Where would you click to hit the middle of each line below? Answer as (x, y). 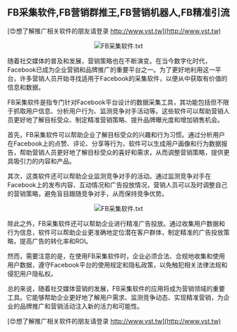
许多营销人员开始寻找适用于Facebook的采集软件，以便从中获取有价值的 (123, 78)
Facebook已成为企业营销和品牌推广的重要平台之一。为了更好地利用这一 (111, 70)
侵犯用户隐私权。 (32, 274)
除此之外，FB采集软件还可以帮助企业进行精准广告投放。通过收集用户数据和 (116, 223)
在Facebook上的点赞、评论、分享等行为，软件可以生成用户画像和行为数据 (114, 143)
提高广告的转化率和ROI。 (56, 241)
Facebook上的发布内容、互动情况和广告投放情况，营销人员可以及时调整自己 (117, 184)
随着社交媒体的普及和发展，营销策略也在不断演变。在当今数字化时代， (109, 60)
